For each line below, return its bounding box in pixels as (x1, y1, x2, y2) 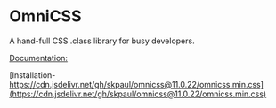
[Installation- (9, 69, 56, 81)
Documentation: (9, 52, 69, 63)
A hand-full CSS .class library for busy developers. (9, 35, 195, 46)
